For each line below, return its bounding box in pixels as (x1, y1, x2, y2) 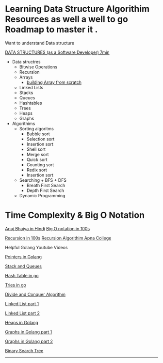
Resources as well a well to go (5, 14, 129, 25)
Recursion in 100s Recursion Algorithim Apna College (5, 235, 112, 241)
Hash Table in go (5, 272, 39, 278)
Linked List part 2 (5, 310, 40, 316)
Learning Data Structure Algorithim (5, 3, 150, 15)
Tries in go (5, 282, 27, 288)
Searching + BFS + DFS (19, 177, 67, 183)
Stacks (19, 90, 33, 95)
